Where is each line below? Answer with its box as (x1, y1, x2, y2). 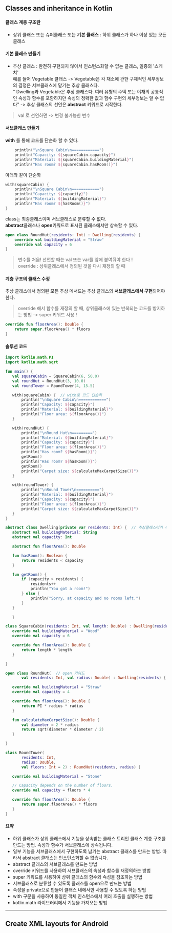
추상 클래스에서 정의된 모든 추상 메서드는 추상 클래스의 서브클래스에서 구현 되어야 (5, 288, 165, 294)
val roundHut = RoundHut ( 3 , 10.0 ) (12, 378, 86, 383)
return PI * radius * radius (21, 703, 83, 708)
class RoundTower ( (5, 751, 45, 756)
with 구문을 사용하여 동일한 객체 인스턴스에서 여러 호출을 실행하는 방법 (12, 893, 153, 899)
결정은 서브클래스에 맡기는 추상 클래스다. (18, 82, 99, 88)
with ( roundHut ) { (12, 425, 50, 431)
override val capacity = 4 (12, 689, 70, 695)
